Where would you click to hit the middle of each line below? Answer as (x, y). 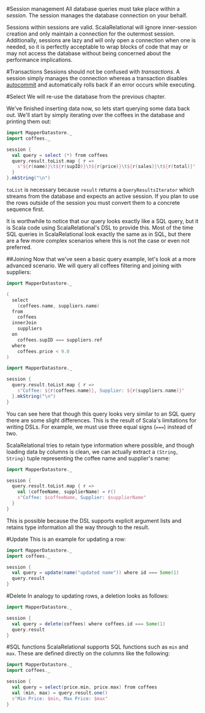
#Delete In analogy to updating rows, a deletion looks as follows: (88, 596)
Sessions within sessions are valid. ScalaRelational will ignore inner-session (102, 27)
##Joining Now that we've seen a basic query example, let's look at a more (101, 259)
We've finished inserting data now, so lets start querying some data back (98, 109)
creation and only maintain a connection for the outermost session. (91, 34)
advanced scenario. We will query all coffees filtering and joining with (94, 265)
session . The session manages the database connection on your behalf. (97, 15)
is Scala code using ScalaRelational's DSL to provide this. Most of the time (100, 227)
